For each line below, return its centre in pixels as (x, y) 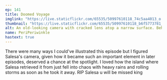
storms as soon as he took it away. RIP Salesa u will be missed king (74, 72)
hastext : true (20, 38)
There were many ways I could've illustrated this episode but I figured (77, 51)
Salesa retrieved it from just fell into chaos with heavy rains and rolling (77, 67)
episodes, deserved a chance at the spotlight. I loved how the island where (82, 62)
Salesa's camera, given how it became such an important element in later (80, 56)
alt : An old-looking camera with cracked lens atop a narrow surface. (80, 28)
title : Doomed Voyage (28, 14)
